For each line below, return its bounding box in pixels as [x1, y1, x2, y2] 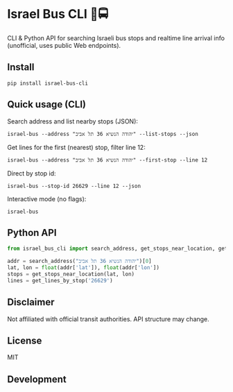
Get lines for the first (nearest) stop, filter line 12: [7, 143, 146, 151]
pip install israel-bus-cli [7, 80, 89, 87]
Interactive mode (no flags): [7, 194, 87, 203]
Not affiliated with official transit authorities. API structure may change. [7, 314, 209, 323]
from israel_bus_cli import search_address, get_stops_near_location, [7, 245, 216, 253]
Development [7, 373, 67, 385]
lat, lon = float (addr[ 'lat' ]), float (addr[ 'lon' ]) [7, 264, 159, 271]
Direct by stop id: [7, 169, 57, 178]
